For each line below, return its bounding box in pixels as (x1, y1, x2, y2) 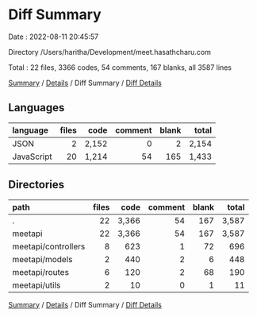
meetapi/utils (12, 280, 61, 291)
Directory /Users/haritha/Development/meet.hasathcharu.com (8, 47, 212, 56)
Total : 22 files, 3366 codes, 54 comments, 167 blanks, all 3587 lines (8, 62, 232, 72)
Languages (8, 101, 65, 114)
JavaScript (12, 151, 53, 162)
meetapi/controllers (12, 241, 86, 252)
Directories (8, 178, 65, 191)
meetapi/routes (12, 266, 70, 277)
